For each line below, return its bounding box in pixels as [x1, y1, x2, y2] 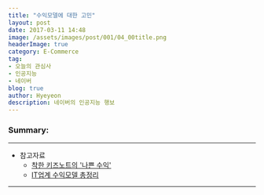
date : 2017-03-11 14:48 [8, 26, 86, 34]
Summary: [8, 125, 49, 135]
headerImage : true [8, 41, 68, 49]
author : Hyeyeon [8, 92, 61, 99]
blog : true [8, 84, 44, 92]
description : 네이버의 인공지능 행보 [8, 99, 115, 107]
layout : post [8, 19, 51, 27]
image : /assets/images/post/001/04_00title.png [8, 33, 167, 42]
